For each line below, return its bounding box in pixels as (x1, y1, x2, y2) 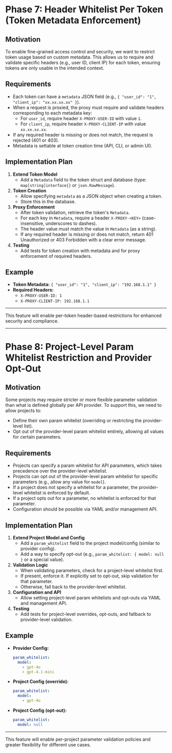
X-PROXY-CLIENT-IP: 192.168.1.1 (20, 299, 90, 304)
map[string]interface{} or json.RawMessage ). (20, 182, 116, 188)
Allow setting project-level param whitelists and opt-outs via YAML (20, 595, 161, 601)
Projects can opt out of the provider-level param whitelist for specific (12, 474, 158, 480)
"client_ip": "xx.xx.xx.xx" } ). (12, 99, 80, 105)
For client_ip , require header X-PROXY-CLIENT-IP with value (20, 121, 146, 127)
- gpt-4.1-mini (22, 669, 55, 674)
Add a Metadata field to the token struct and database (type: (20, 176, 147, 183)
